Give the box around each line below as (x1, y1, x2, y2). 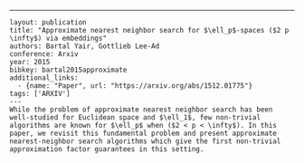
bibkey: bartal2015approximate (9, 65, 128, 74)
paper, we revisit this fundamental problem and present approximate (9, 129, 278, 138)
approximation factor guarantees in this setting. (9, 145, 204, 154)
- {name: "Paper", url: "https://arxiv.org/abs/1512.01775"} (17, 81, 253, 91)
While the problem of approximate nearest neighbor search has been (9, 105, 273, 114)
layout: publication (9, 18, 88, 27)
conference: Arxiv (9, 50, 79, 59)
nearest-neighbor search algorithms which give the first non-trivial (9, 137, 281, 146)
